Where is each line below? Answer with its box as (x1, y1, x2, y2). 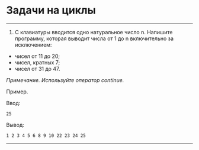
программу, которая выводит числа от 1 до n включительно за (14, 35, 174, 42)
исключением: (14, 41, 52, 48)
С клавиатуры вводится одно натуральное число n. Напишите (14, 28, 173, 35)
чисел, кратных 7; (14, 58, 60, 66)
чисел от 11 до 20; (14, 53, 60, 60)
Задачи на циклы (6, 4, 96, 17)
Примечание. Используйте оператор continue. (6, 76, 124, 83)
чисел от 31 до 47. (14, 65, 60, 72)
